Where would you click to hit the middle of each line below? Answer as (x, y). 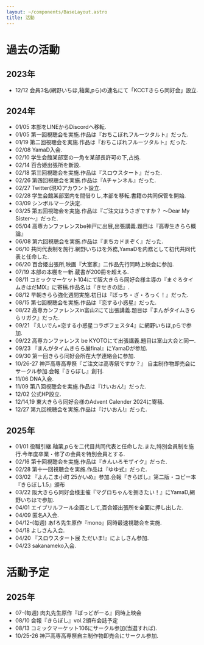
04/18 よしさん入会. (40, 530)
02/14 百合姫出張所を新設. (48, 165)
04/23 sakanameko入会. (45, 546)
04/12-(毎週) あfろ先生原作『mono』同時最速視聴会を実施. (89, 523)
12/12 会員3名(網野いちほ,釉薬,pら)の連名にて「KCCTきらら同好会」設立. (107, 90)
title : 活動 (20, 18)
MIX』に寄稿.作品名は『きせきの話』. (83, 287)
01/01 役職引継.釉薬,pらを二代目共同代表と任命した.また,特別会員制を (102, 446)
